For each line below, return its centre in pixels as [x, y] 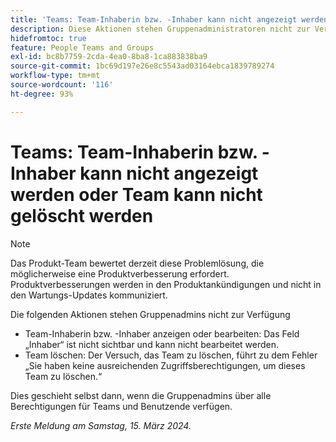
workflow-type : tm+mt [55, 76]
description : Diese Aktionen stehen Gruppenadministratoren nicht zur [160, 29]
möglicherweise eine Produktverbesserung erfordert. [120, 273]
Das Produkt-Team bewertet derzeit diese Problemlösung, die [137, 263]
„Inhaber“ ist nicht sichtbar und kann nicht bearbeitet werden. [152, 344]
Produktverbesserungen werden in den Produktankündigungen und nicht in [166, 284]
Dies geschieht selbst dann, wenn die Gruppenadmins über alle [141, 395]
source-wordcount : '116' [62, 85]
